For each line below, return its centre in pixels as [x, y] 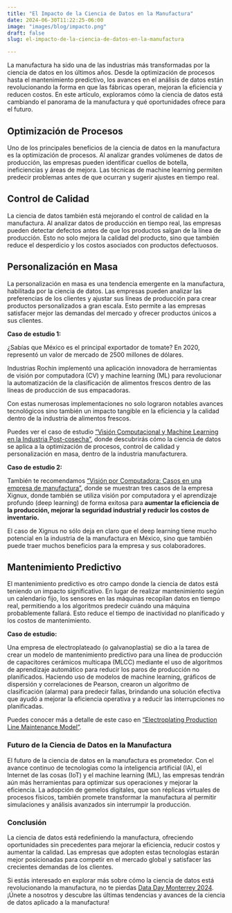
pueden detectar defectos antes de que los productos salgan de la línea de [114, 230]
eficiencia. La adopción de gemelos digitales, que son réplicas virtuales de [114, 790]
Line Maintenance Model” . [44, 727]
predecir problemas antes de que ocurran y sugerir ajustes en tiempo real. [113, 177]
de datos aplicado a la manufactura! [58, 902]
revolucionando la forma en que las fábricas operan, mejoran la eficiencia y [115, 87]
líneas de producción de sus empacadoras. [69, 390]
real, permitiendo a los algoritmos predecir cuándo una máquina [99, 606]
